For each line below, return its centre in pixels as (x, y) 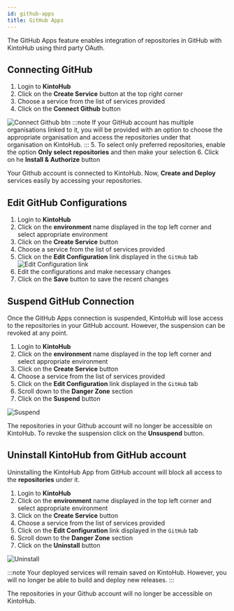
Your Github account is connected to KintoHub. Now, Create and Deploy (112, 173)
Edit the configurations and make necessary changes (94, 272)
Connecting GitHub (50, 70)
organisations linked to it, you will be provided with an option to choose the (115, 130)
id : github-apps (31, 14)
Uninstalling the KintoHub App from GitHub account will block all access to (115, 472)
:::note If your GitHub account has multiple (133, 123)
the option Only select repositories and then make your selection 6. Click (113, 152)
